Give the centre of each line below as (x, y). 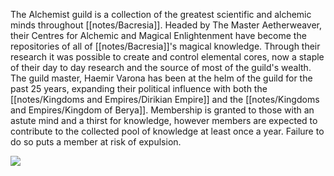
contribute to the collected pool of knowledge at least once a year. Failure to (167, 131)
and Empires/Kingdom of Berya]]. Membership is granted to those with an (162, 110)
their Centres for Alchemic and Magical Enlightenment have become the (158, 35)
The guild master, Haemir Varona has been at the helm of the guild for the (161, 78)
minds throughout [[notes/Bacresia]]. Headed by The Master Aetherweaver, (166, 25)
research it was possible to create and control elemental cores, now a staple (167, 57)
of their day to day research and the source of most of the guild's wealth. (161, 67)
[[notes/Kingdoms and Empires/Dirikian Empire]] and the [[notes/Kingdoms (165, 99)
